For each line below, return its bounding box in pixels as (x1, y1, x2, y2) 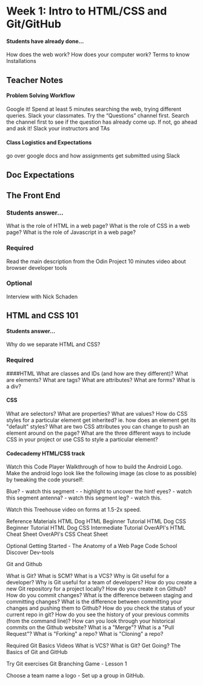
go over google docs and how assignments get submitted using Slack (6, 152, 181, 159)
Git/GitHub (6, 17, 62, 31)
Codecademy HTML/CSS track (6, 450, 85, 457)
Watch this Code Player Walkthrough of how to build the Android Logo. (6, 463, 183, 470)
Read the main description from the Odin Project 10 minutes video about (6, 258, 186, 265)
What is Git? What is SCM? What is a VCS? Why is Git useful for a (6, 572, 169, 580)
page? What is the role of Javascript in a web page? (6, 229, 136, 236)
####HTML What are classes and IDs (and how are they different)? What (6, 370, 188, 377)
